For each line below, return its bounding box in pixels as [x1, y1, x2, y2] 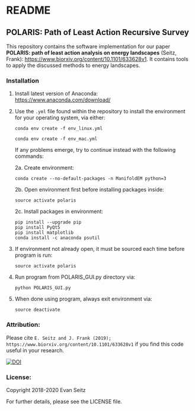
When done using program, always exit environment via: [14, 295, 152, 302]
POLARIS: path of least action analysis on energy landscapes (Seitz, [6, 49, 177, 56]
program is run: [14, 251, 53, 259]
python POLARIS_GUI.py [14, 285, 71, 291]
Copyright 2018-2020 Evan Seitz [6, 386, 86, 393]
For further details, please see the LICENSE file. [6, 398, 123, 405]
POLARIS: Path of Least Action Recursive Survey [6, 27, 190, 37]
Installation [6, 77, 40, 85]
